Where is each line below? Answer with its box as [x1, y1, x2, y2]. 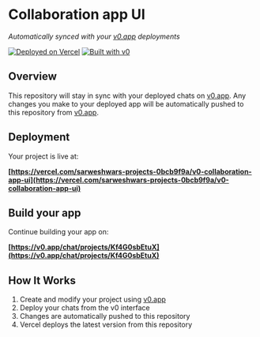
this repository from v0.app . [8, 107, 99, 117]
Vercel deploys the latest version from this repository [19, 320, 193, 329]
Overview [8, 69, 58, 84]
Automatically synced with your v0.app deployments [8, 32, 180, 41]
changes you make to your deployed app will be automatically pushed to [8, 99, 244, 108]
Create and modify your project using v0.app [19, 294, 166, 305]
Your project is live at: [8, 152, 79, 161]
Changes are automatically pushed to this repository [19, 312, 190, 321]
